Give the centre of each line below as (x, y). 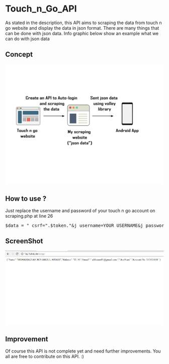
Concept (19, 55)
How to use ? (26, 198)
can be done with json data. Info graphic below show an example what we (82, 33)
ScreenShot (24, 241)
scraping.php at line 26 (29, 216)
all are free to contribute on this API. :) (45, 356)
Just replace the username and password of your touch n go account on (80, 210)
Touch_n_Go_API (41, 9)
